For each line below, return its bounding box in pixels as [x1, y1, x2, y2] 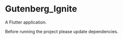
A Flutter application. [5, 19, 47, 25]
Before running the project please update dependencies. [5, 28, 119, 34]
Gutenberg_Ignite [5, 3, 77, 14]
